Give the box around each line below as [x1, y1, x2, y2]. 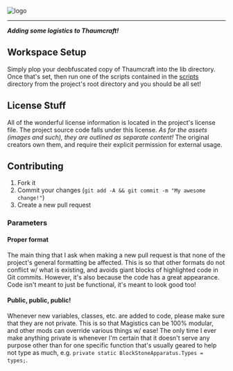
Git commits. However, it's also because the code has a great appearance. [7, 273, 220, 281]
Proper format [7, 235, 49, 243]
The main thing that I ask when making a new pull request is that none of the [7, 250, 225, 259]
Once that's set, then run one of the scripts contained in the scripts [7, 72, 199, 80]
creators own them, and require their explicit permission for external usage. [7, 140, 223, 148]
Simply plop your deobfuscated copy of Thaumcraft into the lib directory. [7, 64, 216, 73]
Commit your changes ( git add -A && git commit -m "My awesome [17, 186, 206, 194]
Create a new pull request [17, 201, 92, 209]
